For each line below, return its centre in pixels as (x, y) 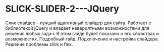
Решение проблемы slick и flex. (39, 44)
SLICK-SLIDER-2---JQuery (62, 9)
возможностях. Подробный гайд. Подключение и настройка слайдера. (82, 39)
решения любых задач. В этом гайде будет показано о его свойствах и (82, 33)
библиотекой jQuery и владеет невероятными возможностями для (77, 28)
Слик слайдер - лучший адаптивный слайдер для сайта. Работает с (78, 23)
